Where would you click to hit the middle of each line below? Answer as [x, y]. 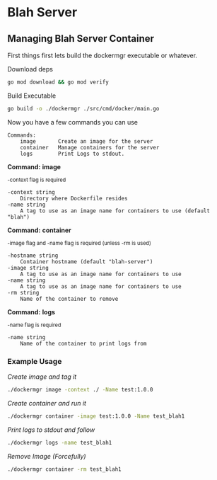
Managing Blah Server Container [81, 39]
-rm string [23, 292]
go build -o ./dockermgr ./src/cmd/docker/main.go [83, 108]
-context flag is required [37, 180]
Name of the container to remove [69, 299]
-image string [28, 268]
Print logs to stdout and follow [51, 430]
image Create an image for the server [87, 141]
